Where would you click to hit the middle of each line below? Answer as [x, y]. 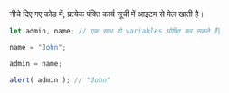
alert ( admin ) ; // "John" [60, 80]
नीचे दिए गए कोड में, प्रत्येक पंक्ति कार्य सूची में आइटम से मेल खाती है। [107, 14]
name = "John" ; [38, 47]
